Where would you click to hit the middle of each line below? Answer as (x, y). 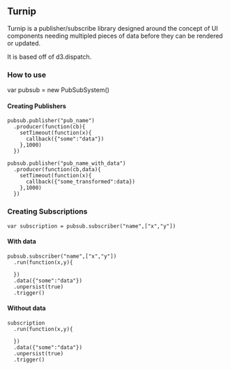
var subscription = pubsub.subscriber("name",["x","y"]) (92, 226)
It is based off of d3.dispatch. (49, 57)
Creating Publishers (37, 106)
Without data (27, 308)
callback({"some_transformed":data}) (80, 182)
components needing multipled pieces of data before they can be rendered (115, 36)
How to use (27, 75)
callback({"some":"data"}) (65, 139)
